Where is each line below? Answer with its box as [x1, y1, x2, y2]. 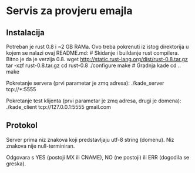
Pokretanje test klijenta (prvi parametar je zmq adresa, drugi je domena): [6, 97, 181, 104]
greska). [6, 160, 26, 167]
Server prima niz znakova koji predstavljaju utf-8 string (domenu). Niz [6, 136, 174, 143]
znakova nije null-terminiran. [6, 142, 75, 149]
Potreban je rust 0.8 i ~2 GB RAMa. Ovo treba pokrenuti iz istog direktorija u [6, 43, 189, 50]
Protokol [6, 121, 38, 131]
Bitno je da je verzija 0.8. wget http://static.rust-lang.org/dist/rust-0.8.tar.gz [6, 56, 188, 62]
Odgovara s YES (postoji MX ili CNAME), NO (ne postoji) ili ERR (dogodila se [6, 154, 190, 161]
